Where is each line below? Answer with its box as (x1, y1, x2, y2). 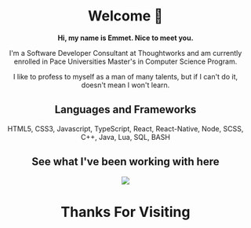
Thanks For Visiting (60, 203, 191, 221)
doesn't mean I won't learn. (81, 80, 170, 90)
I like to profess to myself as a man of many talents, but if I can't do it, (13, 72, 238, 81)
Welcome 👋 (87, 7, 164, 25)
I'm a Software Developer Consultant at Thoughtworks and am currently (9, 48, 242, 57)
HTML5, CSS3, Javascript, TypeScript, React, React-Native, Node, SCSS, (7, 123, 244, 133)
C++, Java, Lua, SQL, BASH (81, 132, 170, 142)
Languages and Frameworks (54, 103, 197, 116)
